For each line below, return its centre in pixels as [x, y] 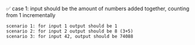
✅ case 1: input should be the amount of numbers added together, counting [98, 9]
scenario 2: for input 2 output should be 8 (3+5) [70, 31]
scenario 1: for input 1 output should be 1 [62, 26]
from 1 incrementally [31, 15]
